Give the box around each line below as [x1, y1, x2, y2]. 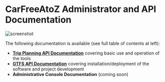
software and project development [12, 66, 85, 72]
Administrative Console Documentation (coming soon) [12, 71, 129, 77]
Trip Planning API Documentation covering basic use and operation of [12, 50, 160, 56]
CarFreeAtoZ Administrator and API [5, 3, 156, 15]
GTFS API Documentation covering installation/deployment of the [12, 60, 149, 66]
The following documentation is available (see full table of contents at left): [5, 40, 160, 46]
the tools [12, 55, 31, 61]
